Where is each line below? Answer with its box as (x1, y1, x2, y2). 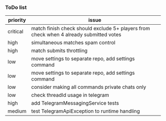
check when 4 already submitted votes (31, 31, 122, 38)
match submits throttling (31, 47, 88, 54)
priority (8, 17, 26, 24)
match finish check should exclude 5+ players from (31, 25, 150, 32)
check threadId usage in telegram (31, 92, 110, 99)
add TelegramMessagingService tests (31, 100, 120, 107)
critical (7, 28, 24, 35)
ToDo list (5, 4, 27, 11)
